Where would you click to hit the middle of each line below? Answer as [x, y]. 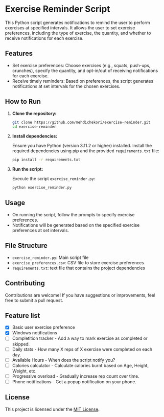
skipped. [21, 344]
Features [19, 54]
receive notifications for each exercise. [44, 38]
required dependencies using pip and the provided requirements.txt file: [86, 151]
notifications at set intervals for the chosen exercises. [66, 86]
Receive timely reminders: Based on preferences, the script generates [83, 81]
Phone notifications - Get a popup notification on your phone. [74, 382]
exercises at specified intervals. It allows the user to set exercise [70, 27]
